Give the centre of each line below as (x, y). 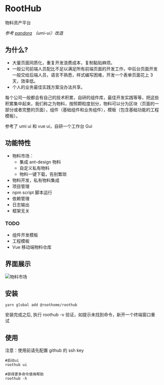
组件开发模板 (25, 235)
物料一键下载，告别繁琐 (43, 174)
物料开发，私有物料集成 (36, 180)
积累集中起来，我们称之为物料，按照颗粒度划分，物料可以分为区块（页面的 (80, 104)
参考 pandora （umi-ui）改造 (34, 33)
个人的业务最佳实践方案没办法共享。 (49, 87)
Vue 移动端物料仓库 (32, 247)
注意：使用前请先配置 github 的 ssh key (44, 350)
